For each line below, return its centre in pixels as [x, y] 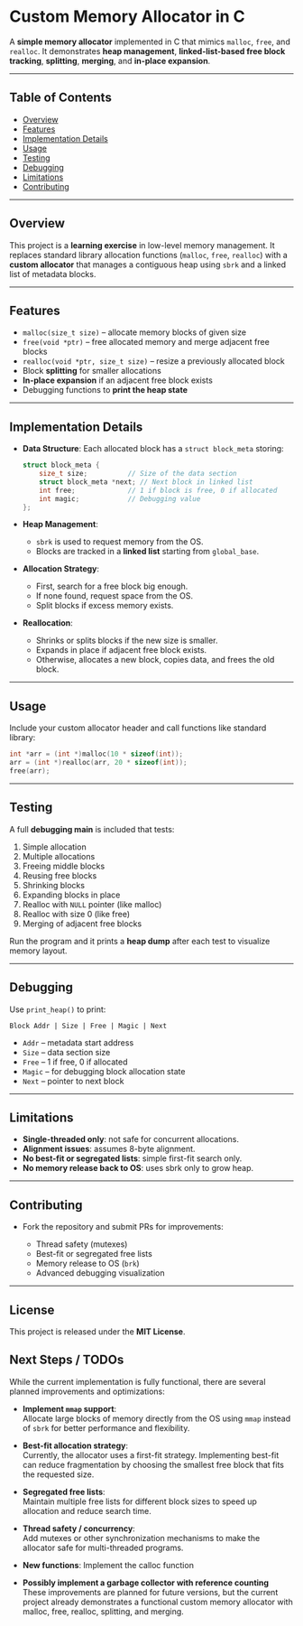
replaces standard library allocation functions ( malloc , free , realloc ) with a [149, 255]
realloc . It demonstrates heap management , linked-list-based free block [147, 51]
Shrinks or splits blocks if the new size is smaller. [127, 641]
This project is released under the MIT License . [97, 1331]
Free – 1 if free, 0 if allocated [75, 1062]
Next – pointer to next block [73, 1081]
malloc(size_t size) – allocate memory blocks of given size [134, 332]
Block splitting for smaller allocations [92, 371]
